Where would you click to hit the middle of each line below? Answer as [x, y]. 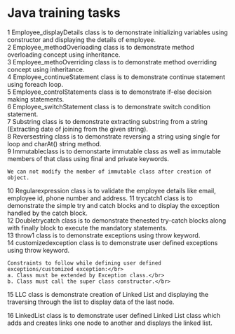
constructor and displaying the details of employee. [82, 39]
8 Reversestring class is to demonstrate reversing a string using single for [114, 136]
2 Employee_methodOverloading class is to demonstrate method [101, 47]
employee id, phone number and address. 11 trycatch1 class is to [100, 198]
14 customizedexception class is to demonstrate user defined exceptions [113, 242]
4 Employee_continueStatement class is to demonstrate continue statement [116, 77]
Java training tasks [64, 13]
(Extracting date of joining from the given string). [78, 129]
